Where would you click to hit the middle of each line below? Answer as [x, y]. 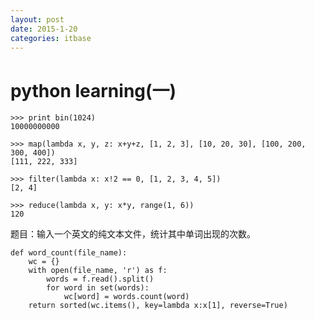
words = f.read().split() [100, 279]
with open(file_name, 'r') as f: [98, 271]
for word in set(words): [98, 288]
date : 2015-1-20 [44, 29]
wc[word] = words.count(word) [126, 297]
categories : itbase [51, 38]
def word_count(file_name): [69, 253]
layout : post [37, 19]
